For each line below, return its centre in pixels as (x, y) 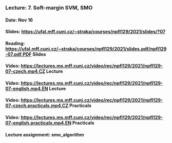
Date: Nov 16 (19, 20)
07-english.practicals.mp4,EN (39, 123)
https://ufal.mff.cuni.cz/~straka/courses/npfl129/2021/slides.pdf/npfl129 (86, 49)
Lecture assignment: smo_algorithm (45, 134)
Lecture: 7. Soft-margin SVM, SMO (49, 8)
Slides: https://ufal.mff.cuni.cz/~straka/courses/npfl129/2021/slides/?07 (85, 32)
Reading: (15, 43)
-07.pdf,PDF (18, 54)
